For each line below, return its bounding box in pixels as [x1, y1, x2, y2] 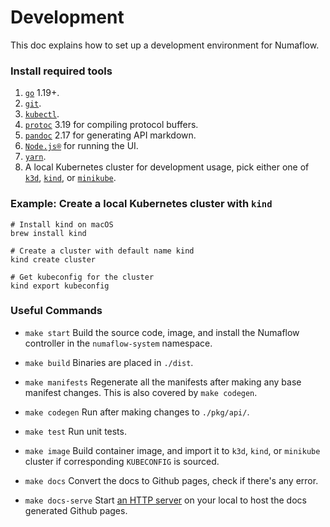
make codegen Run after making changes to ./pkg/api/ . [24, 406, 250, 418]
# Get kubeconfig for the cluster [10, 272, 155, 282]
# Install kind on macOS [10, 219, 114, 230]
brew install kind [10, 228, 87, 238]
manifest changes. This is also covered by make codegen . [24, 386, 258, 398]
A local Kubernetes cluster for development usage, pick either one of [24, 161, 310, 173]
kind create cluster [10, 254, 97, 265]
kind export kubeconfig [10, 281, 110, 291]
